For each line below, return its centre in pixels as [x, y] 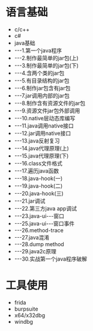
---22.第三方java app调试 [46, 208]
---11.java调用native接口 [44, 125]
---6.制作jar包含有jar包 [42, 88]
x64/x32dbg [30, 315]
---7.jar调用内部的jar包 [42, 95]
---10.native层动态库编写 [45, 118]
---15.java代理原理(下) [41, 156]
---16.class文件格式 [38, 163]
